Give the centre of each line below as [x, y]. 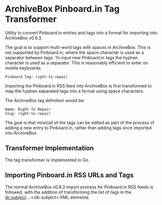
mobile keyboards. [23, 68]
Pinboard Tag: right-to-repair [37, 77]
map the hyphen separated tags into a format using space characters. [74, 91]
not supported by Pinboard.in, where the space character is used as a [74, 52]
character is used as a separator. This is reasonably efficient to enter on [77, 63]
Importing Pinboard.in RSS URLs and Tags [69, 175]
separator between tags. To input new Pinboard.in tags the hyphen [72, 57]
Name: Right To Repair [28, 109]
